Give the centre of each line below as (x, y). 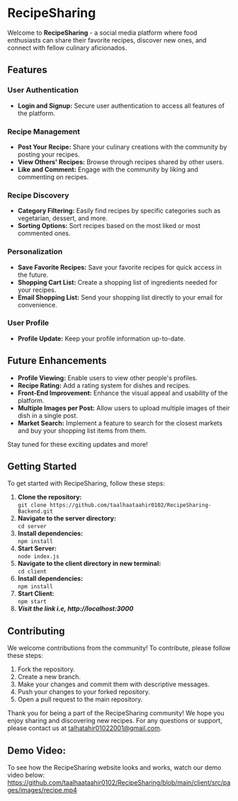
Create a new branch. (49, 677)
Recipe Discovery (38, 195)
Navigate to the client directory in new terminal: (89, 564)
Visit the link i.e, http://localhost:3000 (75, 609)
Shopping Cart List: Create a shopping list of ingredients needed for (118, 282)
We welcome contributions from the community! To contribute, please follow (119, 648)
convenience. (38, 305)
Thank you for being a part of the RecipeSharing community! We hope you (116, 713)
